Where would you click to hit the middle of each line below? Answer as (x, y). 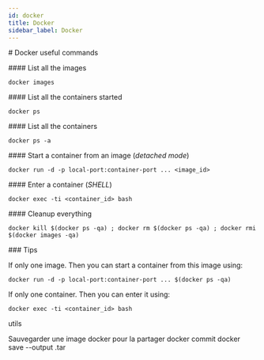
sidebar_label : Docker (45, 30)
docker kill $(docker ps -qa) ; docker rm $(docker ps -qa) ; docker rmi (132, 229)
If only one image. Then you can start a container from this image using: (126, 265)
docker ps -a (30, 141)
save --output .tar (37, 347)
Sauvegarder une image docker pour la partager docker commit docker (124, 339)
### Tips (23, 250)
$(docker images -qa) (44, 235)
